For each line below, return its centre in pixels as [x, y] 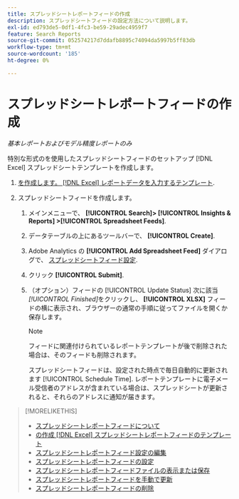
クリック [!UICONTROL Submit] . [76, 275]
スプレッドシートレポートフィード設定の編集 [101, 452]
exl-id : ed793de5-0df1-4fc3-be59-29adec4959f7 [78, 27]
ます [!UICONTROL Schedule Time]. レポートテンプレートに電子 [122, 378]
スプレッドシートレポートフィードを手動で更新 [104, 479]
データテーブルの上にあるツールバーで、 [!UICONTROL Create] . [122, 236]
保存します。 [47, 317]
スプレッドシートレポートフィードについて [97, 425]
